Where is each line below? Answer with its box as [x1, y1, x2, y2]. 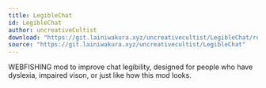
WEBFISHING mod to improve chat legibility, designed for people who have [8, 62, 253, 71]
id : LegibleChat [8, 19, 62, 27]
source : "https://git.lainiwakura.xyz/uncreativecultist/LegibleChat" [8, 41, 246, 49]
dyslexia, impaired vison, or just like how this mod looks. [8, 71, 192, 80]
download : [8, 33, 41, 42]
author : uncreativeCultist [8, 26, 97, 34]
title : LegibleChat [8, 11, 73, 20]
